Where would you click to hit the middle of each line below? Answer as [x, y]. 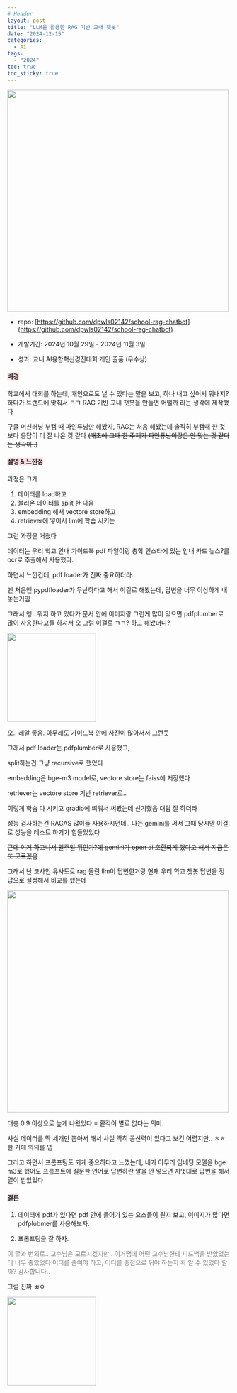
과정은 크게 [23, 479]
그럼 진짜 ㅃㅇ [27, 1287]
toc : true [22, 67]
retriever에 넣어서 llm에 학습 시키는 [66, 520]
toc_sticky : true [33, 73]
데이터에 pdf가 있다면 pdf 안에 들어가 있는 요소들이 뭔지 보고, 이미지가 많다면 [123, 1215]
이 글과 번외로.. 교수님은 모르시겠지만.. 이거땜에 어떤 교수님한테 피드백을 [106, 1254]
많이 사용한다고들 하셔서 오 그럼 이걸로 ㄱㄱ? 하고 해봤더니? [89, 623]
